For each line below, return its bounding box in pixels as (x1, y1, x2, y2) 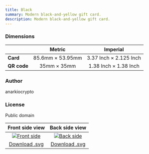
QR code (7, 62, 29, 69)
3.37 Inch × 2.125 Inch (87, 54, 141, 61)
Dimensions (5, 33, 35, 40)
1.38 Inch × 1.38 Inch (88, 62, 140, 69)
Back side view (49, 124, 87, 131)
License (5, 101, 25, 108)
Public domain (5, 113, 35, 119)
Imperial (104, 46, 124, 53)
